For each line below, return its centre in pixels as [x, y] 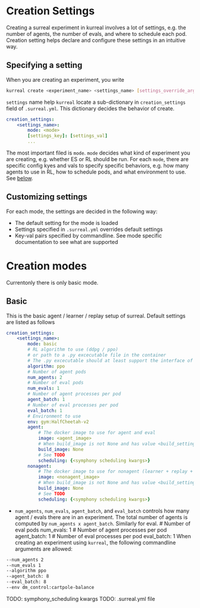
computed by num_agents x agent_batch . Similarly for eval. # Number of [103, 523]
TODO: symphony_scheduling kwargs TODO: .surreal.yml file [81, 598]
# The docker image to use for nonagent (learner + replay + [115, 472]
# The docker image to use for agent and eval [97, 433]
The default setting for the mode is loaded [66, 223]
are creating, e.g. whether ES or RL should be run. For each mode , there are [97, 159]
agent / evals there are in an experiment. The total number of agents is [101, 517]
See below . [20, 178]
